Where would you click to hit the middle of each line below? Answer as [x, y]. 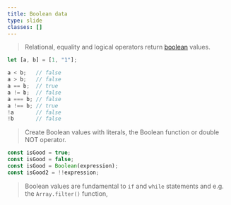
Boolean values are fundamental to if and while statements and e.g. [124, 186]
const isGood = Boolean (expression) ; [63, 166]
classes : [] [25, 27]
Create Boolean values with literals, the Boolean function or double [122, 132]
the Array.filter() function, [66, 193]
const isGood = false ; [41, 160]
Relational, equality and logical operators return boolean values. [117, 47]
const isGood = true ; [39, 153]
